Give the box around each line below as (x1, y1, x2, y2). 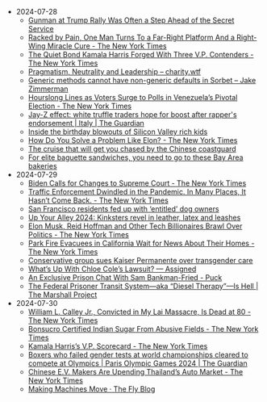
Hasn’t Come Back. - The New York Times (27, 195, 169, 205)
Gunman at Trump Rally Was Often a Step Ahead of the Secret (27, 15, 235, 25)
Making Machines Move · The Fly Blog (27, 384, 156, 394)
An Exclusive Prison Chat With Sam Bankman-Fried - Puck (27, 273, 223, 282)
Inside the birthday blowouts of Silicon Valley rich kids (27, 127, 208, 136)
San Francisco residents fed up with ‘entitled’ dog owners (27, 204, 219, 213)
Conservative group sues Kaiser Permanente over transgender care (27, 256, 253, 265)
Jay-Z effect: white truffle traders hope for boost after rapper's (27, 110, 237, 119)
